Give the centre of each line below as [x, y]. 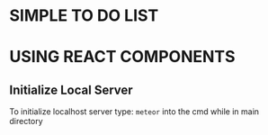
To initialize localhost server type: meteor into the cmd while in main [134, 112]
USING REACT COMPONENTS [122, 57]
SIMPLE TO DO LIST [84, 16]
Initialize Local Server [71, 90]
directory [26, 121]
